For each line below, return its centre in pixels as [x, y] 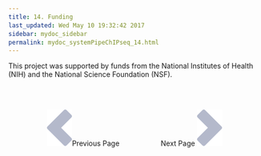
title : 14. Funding [41, 17]
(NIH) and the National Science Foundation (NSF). [90, 74]
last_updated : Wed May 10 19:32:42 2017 [77, 25]
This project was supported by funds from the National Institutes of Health [131, 66]
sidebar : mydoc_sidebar [48, 34]
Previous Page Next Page [133, 143]
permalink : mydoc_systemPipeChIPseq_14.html [84, 42]
